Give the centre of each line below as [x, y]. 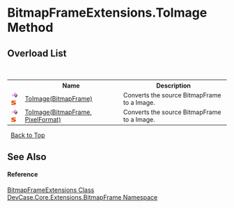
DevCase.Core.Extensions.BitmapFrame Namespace [83, 198]
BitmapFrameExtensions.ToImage [107, 13]
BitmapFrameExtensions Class [51, 190]
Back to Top [28, 135]
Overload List [37, 53]
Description [174, 86]
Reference [23, 175]
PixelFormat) [43, 119]
